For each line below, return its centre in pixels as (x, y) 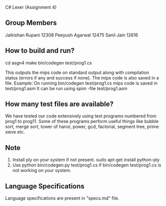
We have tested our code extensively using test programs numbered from (81, 116)
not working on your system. (42, 170)
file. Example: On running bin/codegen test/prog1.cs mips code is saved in (82, 83)
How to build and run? (40, 51)
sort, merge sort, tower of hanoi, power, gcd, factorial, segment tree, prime (82, 126)
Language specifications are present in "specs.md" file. (62, 198)
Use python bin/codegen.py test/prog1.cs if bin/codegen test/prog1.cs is (87, 165)
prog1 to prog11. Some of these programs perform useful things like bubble (82, 121)
